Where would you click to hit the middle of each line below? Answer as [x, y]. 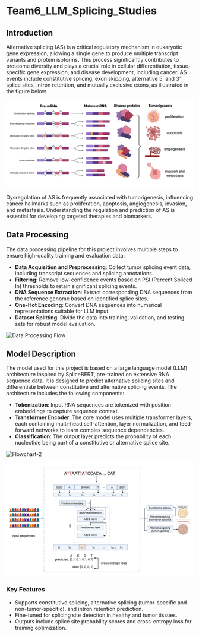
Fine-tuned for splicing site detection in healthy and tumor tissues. [96, 615]
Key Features [26, 590]
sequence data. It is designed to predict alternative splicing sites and [90, 381]
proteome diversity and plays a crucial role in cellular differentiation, [89, 66]
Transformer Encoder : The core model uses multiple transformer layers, [104, 417]
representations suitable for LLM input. [62, 311]
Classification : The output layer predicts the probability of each [93, 436]
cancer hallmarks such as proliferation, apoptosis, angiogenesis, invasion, [97, 204]
